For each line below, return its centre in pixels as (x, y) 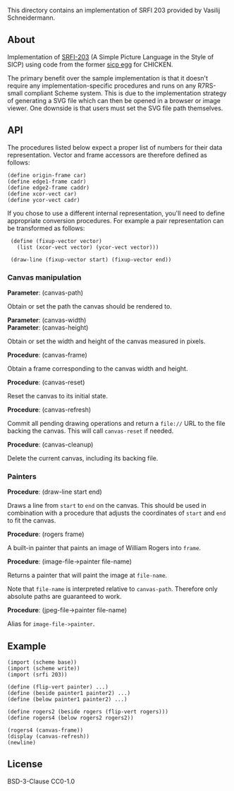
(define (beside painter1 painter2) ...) (69, 694)
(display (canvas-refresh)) (49, 737)
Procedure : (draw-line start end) (55, 492)
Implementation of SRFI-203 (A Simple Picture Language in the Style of (110, 56)
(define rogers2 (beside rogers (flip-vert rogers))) (88, 712)
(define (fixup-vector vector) (56, 241)
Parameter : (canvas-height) (48, 327)
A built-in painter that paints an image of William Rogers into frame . (104, 548)
